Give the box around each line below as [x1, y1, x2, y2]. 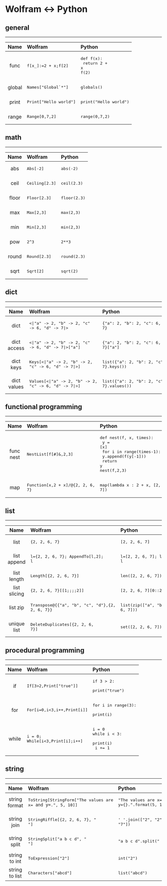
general [5, 23, 30, 32]
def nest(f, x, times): [99, 435, 154, 441]
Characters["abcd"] [28, 870, 72, 876]
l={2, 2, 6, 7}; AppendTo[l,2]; [30, 554, 103, 559]
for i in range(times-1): [102, 449, 161, 454]
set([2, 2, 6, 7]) [120, 624, 163, 630]
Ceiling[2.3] [26, 181, 56, 186]
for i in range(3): [92, 702, 137, 708]
